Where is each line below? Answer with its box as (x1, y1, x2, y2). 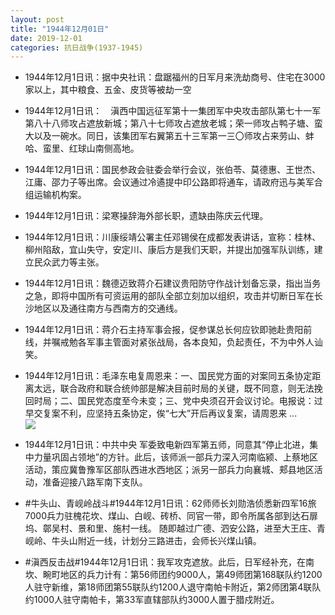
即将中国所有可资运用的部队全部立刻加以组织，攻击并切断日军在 (51, 290, 315, 302)
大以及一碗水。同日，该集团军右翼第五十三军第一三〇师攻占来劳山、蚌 (24, 130, 315, 142)
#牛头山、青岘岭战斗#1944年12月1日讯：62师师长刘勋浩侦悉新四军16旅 (24, 497, 317, 510)
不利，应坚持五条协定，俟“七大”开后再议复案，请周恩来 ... (59, 407, 298, 420)
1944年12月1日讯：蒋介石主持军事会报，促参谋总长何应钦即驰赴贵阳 (24, 324, 304, 336)
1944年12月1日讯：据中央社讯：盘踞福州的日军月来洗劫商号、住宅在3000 (24, 71, 326, 83)
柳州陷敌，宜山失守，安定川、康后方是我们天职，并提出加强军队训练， (24, 244, 315, 256)
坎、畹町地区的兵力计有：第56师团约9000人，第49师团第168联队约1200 (24, 569, 323, 581)
